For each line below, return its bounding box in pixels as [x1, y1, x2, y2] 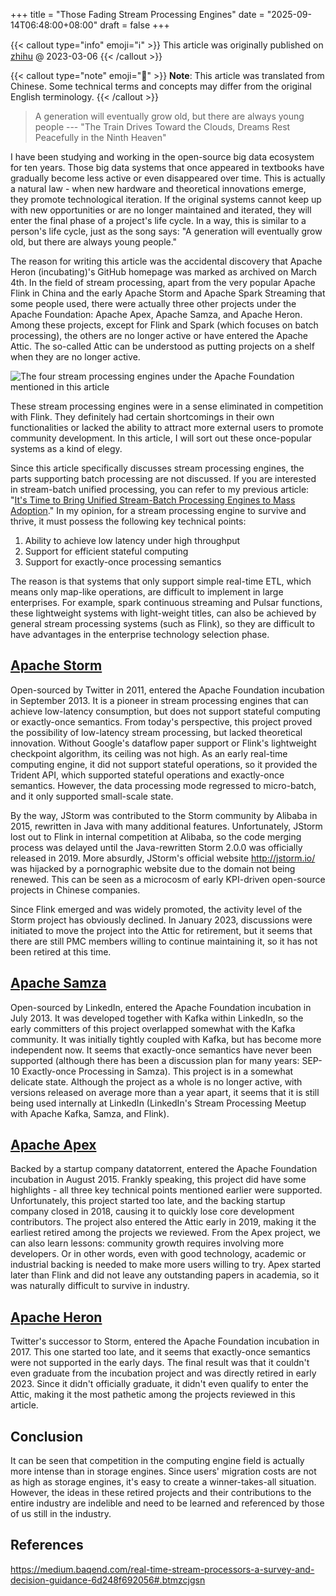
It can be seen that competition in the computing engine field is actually [10, 1455, 305, 1467]
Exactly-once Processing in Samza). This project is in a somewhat [21, 1065, 294, 1077]
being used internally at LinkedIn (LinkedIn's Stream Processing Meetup [10, 1097, 307, 1109]
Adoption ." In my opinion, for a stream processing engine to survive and [10, 505, 307, 516]
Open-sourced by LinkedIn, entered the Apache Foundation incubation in [10, 1001, 312, 1013]
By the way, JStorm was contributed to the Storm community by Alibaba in [10, 809, 318, 821]
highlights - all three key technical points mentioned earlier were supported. [10, 1184, 323, 1196]
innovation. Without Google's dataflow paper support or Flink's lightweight [10, 737, 317, 749]
